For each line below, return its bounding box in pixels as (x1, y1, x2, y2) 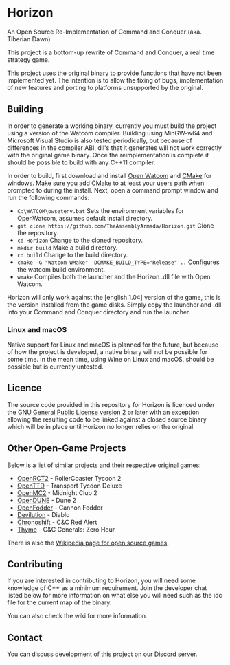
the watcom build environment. (16, 265, 105, 273)
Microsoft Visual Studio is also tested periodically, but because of (7, 136, 192, 144)
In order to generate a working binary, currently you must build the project (7, 122, 217, 130)
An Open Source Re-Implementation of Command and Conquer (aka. (7, 28, 203, 36)
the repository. (16, 228, 59, 237)
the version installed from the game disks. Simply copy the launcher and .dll (7, 301, 222, 309)
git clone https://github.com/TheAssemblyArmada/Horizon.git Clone (16, 221, 214, 230)
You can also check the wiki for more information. (7, 612, 148, 620)
